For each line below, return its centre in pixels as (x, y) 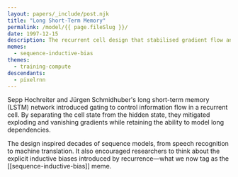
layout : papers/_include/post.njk (58, 14)
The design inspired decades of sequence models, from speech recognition (118, 144)
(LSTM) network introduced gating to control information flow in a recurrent (118, 108)
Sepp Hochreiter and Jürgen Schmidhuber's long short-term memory (108, 100)
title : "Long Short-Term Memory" (57, 21)
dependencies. (29, 130)
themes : (19, 60)
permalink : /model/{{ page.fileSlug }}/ (68, 27)
